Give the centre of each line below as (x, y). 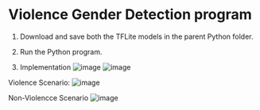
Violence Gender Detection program (130, 15)
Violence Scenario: (39, 82)
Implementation (45, 67)
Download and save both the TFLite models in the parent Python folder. (136, 36)
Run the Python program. (61, 51)
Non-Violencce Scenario (49, 97)
